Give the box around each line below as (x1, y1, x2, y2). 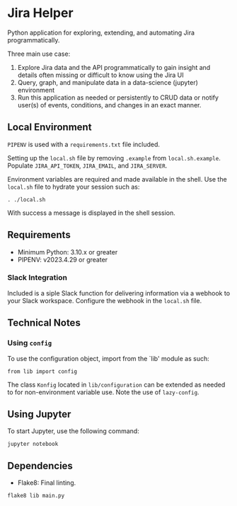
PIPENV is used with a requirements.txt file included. (7, 140, 161, 148)
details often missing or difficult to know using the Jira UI (17, 71, 184, 79)
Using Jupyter (7, 408, 71, 420)
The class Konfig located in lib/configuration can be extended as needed (7, 380, 226, 389)
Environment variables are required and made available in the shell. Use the (7, 175, 228, 183)
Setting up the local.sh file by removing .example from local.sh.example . (7, 153, 221, 162)
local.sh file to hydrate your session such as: (7, 182, 140, 191)
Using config (7, 338, 52, 348)
